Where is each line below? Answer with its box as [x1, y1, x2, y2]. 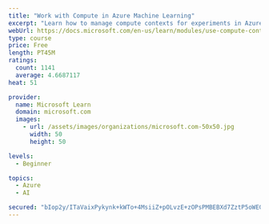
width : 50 [29, 130, 62, 138]
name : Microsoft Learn [15, 101, 91, 109]
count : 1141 [15, 64, 56, 72]
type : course [8, 34, 52, 42]
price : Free [8, 42, 48, 50]
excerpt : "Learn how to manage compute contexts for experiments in [8, 19, 242, 27]
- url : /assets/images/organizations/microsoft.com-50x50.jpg [22, 123, 235, 131]
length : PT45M [8, 49, 56, 57]
